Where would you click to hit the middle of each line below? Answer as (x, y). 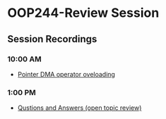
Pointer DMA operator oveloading (66, 74)
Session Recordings (52, 39)
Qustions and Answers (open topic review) (79, 108)
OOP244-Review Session (83, 13)
